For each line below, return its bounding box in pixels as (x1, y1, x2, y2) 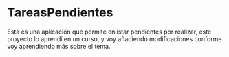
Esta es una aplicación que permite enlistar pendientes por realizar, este (7, 27, 212, 36)
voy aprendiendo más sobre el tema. (7, 42, 111, 50)
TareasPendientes (7, 5, 113, 21)
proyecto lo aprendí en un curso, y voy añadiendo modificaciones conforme (7, 34, 222, 43)
